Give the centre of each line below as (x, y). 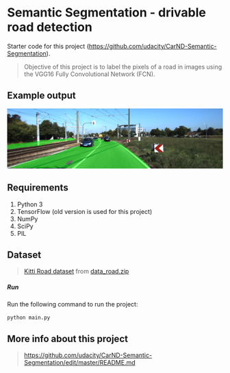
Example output (42, 96)
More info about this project (68, 338)
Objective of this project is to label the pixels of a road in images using (123, 67)
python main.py (29, 318)
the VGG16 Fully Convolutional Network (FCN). (89, 74)
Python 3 (30, 204)
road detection (50, 27)
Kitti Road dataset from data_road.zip (76, 272)
